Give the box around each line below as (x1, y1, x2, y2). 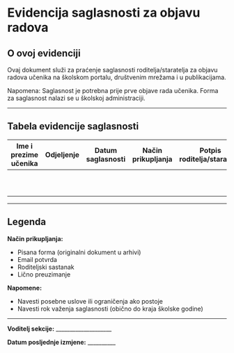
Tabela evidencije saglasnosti (7, 120, 139, 133)
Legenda (7, 216, 47, 228)
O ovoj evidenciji (7, 47, 81, 59)
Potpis (199, 145, 221, 155)
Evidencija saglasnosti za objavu (7, 5, 201, 21)
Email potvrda (17, 255, 58, 263)
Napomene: (7, 284, 42, 292)
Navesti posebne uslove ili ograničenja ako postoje (17, 297, 164, 305)
